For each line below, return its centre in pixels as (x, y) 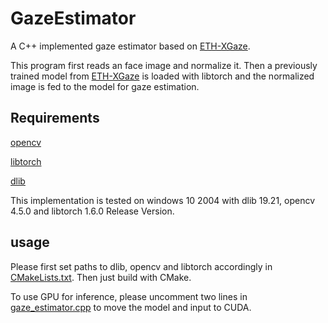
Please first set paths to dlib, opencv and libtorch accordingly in (141, 266)
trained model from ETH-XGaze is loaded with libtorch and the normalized (162, 76)
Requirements (55, 118)
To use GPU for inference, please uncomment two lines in (129, 296)
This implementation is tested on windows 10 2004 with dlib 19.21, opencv (163, 200)
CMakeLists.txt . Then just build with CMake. (101, 277)
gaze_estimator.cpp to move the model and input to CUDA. (131, 307)
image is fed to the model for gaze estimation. (105, 86)
